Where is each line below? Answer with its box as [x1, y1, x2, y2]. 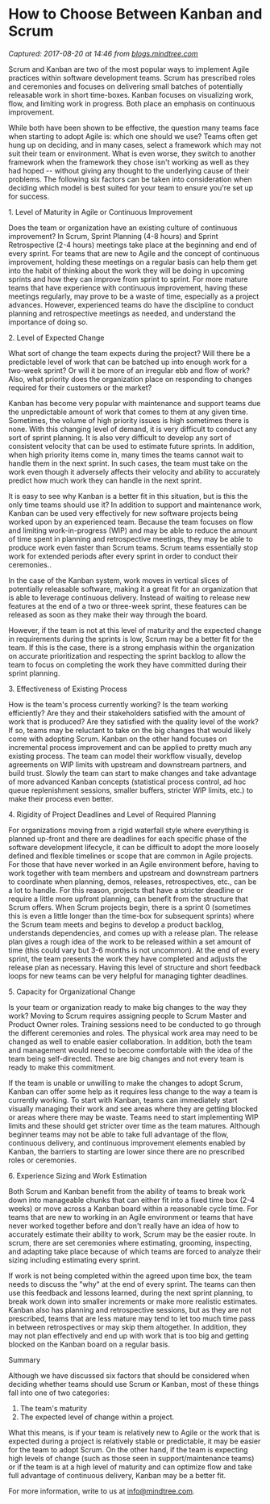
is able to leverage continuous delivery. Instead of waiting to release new [8, 593, 251, 602]
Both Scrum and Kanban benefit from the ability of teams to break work [8, 1186, 246, 1196]
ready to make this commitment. [8, 1062, 115, 1072]
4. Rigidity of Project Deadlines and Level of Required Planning [8, 809, 216, 819]
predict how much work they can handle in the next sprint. [8, 475, 202, 485]
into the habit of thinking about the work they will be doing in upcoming [8, 266, 245, 275]
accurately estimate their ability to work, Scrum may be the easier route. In [8, 1229, 256, 1239]
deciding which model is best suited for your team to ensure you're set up [8, 182, 254, 192]
